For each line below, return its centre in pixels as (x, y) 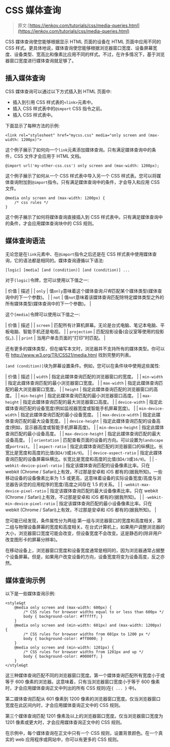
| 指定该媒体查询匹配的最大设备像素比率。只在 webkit (103, 491)
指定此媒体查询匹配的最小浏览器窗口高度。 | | (94, 395)
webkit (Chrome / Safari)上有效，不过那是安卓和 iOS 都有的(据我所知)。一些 (84, 471)
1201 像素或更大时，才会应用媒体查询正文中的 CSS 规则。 (65, 722)
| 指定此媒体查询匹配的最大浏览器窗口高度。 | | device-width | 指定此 (91, 402)
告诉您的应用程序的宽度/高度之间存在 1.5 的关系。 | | (68, 484)
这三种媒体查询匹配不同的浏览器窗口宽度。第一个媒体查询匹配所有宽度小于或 (85, 675)
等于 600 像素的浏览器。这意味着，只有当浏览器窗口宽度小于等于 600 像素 (83, 682)
